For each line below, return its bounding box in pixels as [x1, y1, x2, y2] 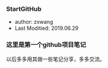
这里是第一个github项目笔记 [6, 41, 87, 49]
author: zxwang [14, 18, 53, 26]
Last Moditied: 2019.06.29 [14, 24, 79, 32]
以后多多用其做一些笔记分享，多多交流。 [6, 55, 105, 63]
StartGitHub [6, 5, 42, 13]
